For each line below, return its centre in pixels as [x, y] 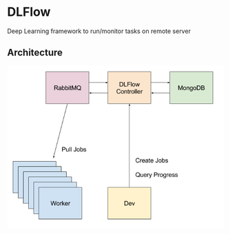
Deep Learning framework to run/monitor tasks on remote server [99, 31]
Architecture [35, 53]
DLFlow [29, 12]
